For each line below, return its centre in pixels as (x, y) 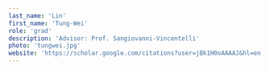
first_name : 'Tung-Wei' (48, 23)
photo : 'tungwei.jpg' (45, 46)
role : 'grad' (30, 31)
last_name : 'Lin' (37, 16)
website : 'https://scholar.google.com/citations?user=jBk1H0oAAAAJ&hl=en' (137, 53)
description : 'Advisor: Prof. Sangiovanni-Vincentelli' (104, 38)
